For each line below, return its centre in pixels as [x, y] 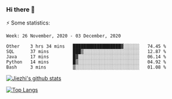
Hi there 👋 [21, 10]
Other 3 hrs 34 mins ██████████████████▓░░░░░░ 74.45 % [86, 47]
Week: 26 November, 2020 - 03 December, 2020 [63, 36]
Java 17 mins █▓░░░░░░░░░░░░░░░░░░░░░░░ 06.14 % [86, 57]
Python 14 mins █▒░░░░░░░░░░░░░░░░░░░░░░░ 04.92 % [86, 62]
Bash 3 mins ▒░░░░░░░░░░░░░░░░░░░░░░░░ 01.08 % [86, 67]
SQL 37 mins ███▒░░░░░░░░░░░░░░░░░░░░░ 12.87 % [86, 52]
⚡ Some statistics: [28, 23]
